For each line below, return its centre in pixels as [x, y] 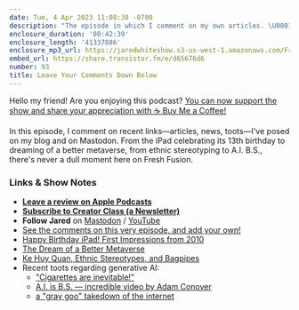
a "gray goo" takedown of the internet [105, 296]
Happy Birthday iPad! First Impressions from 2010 [113, 240]
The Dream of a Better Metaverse [83, 249]
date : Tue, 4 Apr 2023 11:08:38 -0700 [81, 17]
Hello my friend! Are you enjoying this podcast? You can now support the [143, 100]
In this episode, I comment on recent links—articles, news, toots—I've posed [149, 131]
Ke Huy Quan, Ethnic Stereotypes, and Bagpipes [111, 258]
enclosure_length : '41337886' [65, 42]
